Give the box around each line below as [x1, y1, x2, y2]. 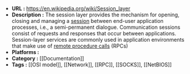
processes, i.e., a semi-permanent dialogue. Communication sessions [11, 23, 181, 31]
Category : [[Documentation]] [11, 55, 84, 62]
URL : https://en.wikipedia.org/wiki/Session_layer [11, 5, 131, 12]
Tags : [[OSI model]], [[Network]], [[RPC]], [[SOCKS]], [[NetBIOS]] [11, 61, 172, 68]
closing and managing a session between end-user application [11, 18, 164, 24]
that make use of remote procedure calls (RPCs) [11, 42, 128, 49]
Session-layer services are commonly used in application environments [11, 36, 185, 43]
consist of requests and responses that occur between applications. [11, 30, 177, 37]
